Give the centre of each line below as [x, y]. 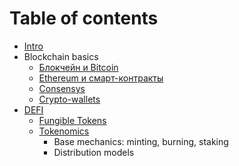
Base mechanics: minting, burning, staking [141, 141]
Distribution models [94, 152]
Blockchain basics [61, 56]
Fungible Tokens [72, 120]
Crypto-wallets [69, 99]
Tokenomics [64, 131]
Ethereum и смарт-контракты [101, 78]
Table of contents [84, 18]
